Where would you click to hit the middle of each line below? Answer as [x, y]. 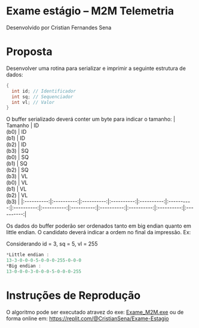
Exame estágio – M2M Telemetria [90, 11]
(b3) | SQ [17, 151]
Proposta [29, 52]
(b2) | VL [17, 195]
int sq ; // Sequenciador [42, 97]
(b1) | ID [16, 138]
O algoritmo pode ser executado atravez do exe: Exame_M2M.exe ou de [95, 312]
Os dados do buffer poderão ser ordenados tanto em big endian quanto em [99, 226]
